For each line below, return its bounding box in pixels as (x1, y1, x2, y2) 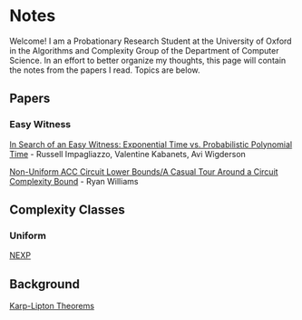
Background (9, 276, 80, 292)
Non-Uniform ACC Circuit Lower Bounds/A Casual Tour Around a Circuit (9, 165, 278, 177)
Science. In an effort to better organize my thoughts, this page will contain (9, 55, 287, 65)
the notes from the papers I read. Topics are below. (9, 65, 201, 75)
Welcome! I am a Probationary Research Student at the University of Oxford (9, 35, 292, 46)
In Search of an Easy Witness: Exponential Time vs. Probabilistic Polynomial (9, 138, 293, 150)
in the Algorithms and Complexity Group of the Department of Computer (9, 45, 279, 55)
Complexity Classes (9, 202, 125, 218)
